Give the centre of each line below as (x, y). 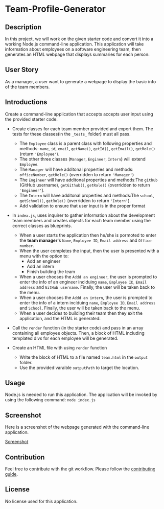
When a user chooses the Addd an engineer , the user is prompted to (88, 277)
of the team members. (27, 87)
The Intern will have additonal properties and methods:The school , (87, 195)
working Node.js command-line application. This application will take (74, 44)
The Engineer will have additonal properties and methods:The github (89, 180)
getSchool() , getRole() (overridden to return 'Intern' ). (75, 200)
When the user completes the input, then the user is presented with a (89, 251)
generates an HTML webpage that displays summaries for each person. (78, 54)
